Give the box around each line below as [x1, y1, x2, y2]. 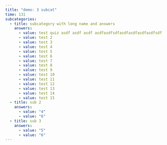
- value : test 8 [18, 63, 52, 68]
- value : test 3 [18, 40, 52, 45]
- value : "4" [18, 109, 46, 115]
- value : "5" [18, 128, 46, 133]
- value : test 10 [18, 72, 55, 77]
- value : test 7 [18, 58, 52, 63]
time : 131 [5, 12, 26, 17]
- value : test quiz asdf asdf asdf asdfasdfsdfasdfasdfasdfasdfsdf [18, 30, 162, 35]
